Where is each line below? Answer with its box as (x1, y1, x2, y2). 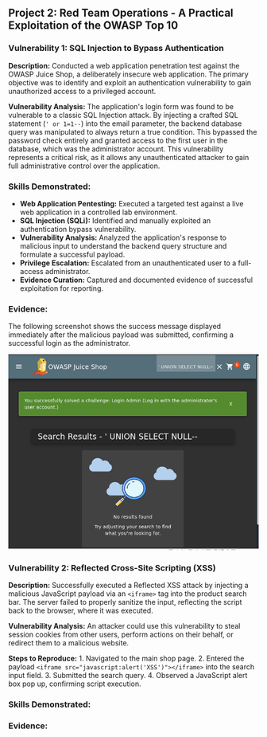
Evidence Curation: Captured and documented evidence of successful (19, 275, 253, 284)
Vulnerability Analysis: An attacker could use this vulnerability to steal (8, 621, 241, 631)
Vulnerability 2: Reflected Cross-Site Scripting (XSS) (8, 562, 216, 573)
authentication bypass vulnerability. (19, 224, 137, 233)
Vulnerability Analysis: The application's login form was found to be (8, 101, 234, 111)
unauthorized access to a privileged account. (8, 86, 157, 96)
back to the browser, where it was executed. (8, 606, 153, 616)
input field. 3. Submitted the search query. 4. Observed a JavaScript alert (8, 671, 248, 680)
